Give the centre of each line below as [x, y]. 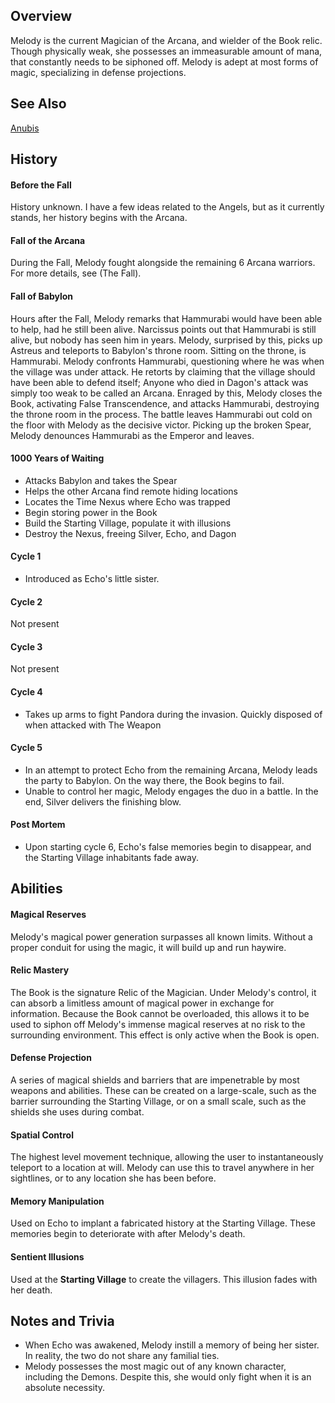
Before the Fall [41, 185]
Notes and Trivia [62, 1321]
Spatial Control [42, 1135]
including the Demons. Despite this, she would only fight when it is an [168, 1377]
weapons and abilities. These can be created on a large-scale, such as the [163, 1091]
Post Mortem [38, 825]
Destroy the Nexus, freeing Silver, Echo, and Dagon [130, 533]
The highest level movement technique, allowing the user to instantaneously [167, 1157]
